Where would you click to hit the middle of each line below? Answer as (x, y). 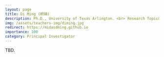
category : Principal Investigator (40, 37)
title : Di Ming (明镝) (27, 14)
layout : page (18, 9)
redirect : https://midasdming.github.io (47, 28)
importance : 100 (21, 32)
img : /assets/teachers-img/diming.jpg (44, 23)
